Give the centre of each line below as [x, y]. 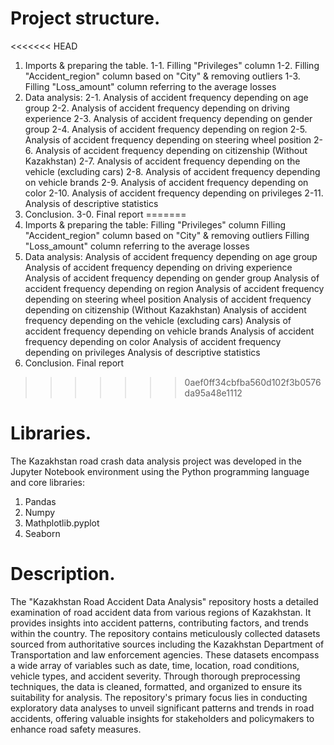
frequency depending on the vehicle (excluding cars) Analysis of [158, 320]
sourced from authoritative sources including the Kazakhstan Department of [167, 644]
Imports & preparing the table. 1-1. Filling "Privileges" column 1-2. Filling [172, 65]
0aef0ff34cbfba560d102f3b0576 [253, 382]
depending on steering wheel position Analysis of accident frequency [168, 299]
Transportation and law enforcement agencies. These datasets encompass [165, 654]
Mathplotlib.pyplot [62, 523]
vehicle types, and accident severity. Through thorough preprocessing [155, 676]
